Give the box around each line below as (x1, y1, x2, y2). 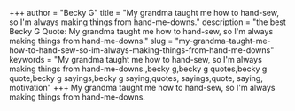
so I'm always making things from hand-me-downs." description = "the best (9, 17, 286, 27)
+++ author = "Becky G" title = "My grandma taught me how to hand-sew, (9, 8, 279, 18)
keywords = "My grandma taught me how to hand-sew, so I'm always (9, 55, 263, 64)
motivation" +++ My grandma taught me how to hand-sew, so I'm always (9, 83, 276, 92)
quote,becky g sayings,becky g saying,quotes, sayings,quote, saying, (9, 73, 263, 83)
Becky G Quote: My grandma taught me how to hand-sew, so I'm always (9, 26, 274, 36)
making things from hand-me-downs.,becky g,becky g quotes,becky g (9, 63, 268, 74)
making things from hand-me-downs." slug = (9, 35, 174, 46)
